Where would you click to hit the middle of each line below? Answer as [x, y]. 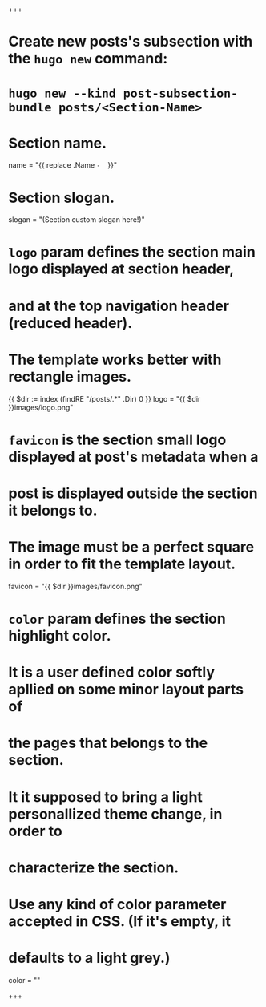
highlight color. [60, 636]
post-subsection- [181, 93]
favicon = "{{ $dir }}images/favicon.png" [75, 586]
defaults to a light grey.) [89, 958]
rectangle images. [70, 376]
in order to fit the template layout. [122, 564]
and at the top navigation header [119, 306]
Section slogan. [61, 198]
